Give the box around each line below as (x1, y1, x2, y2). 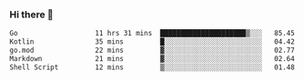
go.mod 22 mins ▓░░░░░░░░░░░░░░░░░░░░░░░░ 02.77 (9, 46, 296, 56)
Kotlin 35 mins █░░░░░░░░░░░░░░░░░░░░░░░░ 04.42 (9, 37, 296, 46)
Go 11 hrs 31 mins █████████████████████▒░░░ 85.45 (9, 29, 296, 38)
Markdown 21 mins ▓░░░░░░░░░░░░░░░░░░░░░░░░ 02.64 (9, 54, 296, 63)
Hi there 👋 (9, 8, 55, 21)
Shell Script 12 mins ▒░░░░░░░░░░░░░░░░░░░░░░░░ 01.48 (9, 63, 296, 72)
